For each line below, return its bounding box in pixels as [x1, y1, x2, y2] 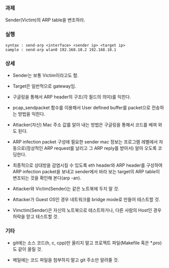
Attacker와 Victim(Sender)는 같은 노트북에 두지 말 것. [12, 185, 120, 192]
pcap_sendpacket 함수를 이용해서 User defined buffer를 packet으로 [12, 104, 151, 110]
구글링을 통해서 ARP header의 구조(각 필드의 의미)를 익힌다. [12, 94, 132, 100]
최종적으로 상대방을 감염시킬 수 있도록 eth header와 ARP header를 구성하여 [12, 162, 163, 168]
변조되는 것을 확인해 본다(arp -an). [12, 175, 81, 181]
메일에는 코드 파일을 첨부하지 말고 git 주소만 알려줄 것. [12, 257, 119, 263]
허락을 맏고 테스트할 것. [12, 213, 59, 219]
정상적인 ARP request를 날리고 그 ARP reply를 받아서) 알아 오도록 [26, 145, 157, 151]
